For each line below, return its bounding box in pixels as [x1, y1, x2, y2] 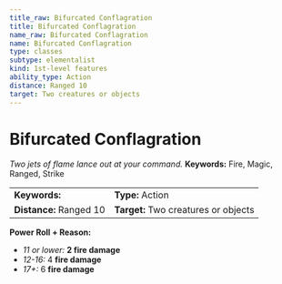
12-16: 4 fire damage [22, 254, 102, 265]
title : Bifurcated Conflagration [9, 22, 136, 31]
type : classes [9, 47, 64, 56]
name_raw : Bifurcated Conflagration [9, 30, 148, 39]
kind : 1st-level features [9, 65, 107, 74]
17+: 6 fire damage [22, 264, 95, 275]
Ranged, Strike [9, 168, 65, 179]
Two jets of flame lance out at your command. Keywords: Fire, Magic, [9, 158, 273, 169]
